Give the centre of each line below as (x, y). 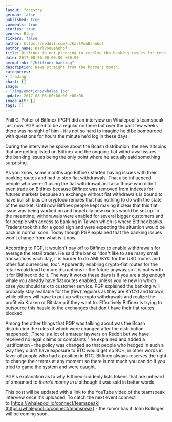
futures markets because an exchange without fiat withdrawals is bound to (84, 194)
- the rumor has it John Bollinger (130, 409)
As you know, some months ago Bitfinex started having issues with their (81, 173)
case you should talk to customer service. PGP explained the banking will (83, 286)
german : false (20, 15)
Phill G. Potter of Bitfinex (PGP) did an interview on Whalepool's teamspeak (84, 120)
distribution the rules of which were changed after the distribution (75, 329)
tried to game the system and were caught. (51, 367)
